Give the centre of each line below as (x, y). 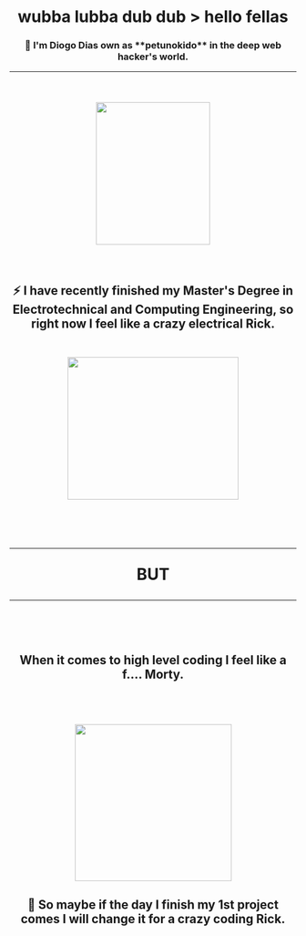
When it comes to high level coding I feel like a (153, 660)
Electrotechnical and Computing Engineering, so (153, 309)
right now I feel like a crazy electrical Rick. (153, 324)
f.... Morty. (153, 674)
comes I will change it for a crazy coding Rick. (153, 919)
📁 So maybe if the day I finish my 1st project (153, 905)
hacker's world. (153, 57)
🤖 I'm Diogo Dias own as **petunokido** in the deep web (153, 46)
